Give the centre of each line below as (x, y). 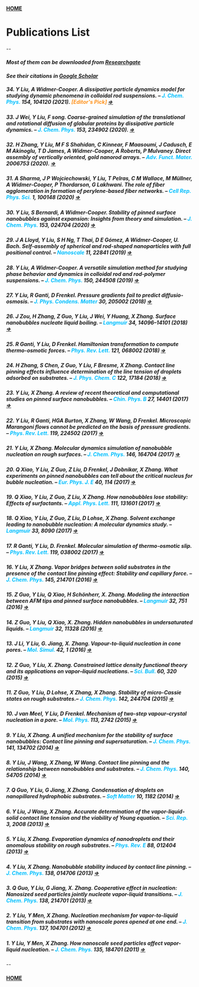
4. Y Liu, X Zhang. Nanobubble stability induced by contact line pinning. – (99, 867)
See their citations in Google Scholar (52, 76)
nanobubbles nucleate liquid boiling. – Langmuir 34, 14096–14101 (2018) (97, 323)
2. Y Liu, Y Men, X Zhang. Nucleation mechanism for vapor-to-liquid (92, 915)
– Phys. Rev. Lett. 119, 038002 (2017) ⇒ (55, 552)
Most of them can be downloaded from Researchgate (73, 62)
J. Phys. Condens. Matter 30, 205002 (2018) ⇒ (93, 301)
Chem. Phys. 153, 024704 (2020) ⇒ (51, 225)
